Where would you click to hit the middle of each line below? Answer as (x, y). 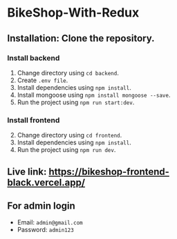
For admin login (41, 205)
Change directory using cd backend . (68, 73)
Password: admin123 (45, 230)
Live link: (27, 172)
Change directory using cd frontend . (69, 135)
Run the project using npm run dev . (66, 150)
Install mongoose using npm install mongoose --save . (94, 95)
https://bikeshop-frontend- (109, 172)
